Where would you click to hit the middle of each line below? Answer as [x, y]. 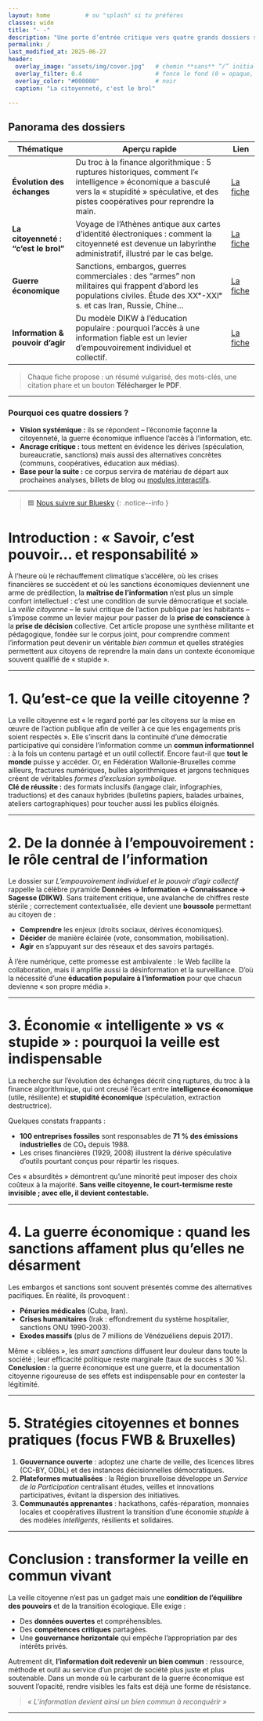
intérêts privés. [43, 1646]
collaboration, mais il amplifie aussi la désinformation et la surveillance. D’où [131, 970]
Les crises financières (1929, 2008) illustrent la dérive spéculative [126, 1153]
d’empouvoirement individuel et [133, 348]
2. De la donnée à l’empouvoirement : [131, 842]
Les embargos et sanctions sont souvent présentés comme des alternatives [130, 1287]
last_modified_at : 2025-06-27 [58, 52]
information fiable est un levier [131, 338]
